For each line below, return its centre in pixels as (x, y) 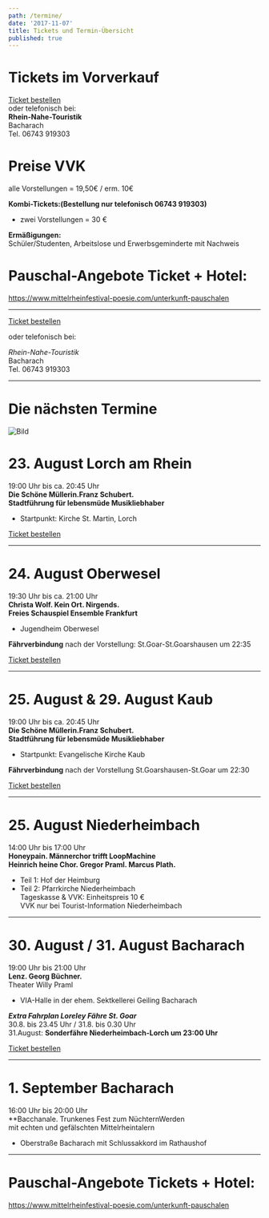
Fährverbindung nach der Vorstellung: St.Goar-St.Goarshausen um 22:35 (130, 644)
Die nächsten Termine (83, 409)
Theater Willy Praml (41, 984)
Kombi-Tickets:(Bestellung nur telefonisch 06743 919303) (108, 204)
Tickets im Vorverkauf (84, 78)
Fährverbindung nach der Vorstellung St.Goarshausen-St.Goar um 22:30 (129, 769)
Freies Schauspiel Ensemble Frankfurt (73, 613)
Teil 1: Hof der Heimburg (60, 880)
